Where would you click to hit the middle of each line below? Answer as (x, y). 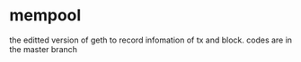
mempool (45, 15)
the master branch (44, 49)
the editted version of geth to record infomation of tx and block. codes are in (151, 40)
